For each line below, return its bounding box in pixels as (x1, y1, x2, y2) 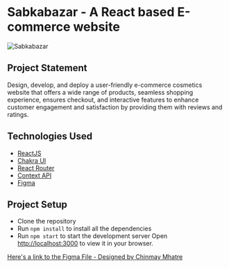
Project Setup (7, 198, 68, 210)
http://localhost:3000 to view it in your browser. (17, 239, 154, 248)
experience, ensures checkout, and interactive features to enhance (7, 95, 199, 104)
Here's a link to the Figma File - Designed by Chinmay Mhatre (7, 253, 183, 261)
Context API (17, 171, 52, 180)
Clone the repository (17, 217, 76, 226)
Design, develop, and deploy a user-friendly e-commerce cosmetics (7, 81, 203, 89)
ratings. (7, 110, 29, 118)
